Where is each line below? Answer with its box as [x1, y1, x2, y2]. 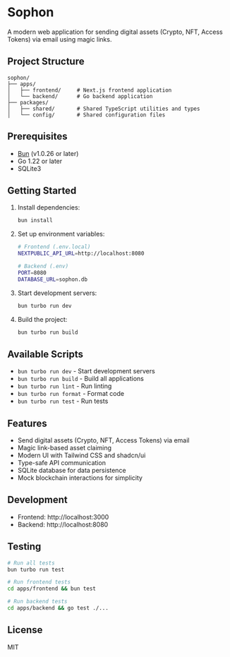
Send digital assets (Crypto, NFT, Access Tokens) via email [17, 436, 190, 445]
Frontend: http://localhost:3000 [17, 512, 109, 521]
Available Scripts [7, 348, 83, 360]
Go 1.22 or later [17, 157, 63, 165]
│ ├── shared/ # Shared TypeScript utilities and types [7, 105, 200, 112]
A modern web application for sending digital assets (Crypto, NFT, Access [7, 28, 224, 36]
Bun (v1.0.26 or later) [17, 149, 79, 157]
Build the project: [17, 315, 68, 323]
